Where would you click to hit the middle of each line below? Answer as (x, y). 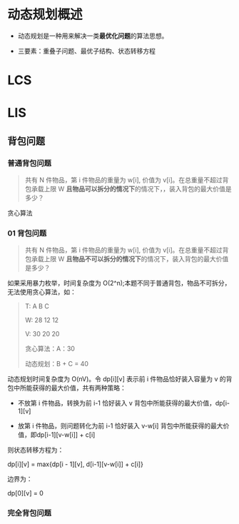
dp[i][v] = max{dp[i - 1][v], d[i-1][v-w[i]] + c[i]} (76, 464)
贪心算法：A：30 (50, 349)
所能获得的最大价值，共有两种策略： (73, 388)
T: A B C (37, 306)
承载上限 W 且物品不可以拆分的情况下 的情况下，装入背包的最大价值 (130, 259)
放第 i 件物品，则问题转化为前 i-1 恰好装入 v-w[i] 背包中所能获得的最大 (120, 426)
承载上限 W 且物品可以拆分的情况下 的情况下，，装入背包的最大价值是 (131, 189)
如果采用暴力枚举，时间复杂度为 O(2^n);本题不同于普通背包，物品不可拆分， (119, 283)
